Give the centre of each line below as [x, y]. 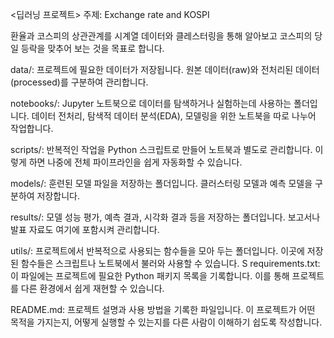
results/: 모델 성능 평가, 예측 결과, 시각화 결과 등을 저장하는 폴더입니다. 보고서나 [165, 217]
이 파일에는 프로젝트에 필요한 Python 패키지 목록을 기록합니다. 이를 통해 [150, 276]
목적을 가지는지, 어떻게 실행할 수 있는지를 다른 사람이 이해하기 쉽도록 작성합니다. [166, 322]
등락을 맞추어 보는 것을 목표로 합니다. [92, 48]
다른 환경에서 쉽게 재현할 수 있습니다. [92, 288]
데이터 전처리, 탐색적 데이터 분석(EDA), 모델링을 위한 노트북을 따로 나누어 [174, 116]
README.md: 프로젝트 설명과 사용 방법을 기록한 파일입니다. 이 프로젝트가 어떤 [163, 309]
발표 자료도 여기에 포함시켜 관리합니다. [85, 229]
